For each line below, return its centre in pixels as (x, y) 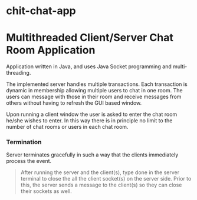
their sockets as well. (46, 191)
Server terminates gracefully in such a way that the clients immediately (92, 155)
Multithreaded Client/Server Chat (90, 38)
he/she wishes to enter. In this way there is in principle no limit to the (89, 121)
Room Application (51, 50)
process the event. (29, 161)
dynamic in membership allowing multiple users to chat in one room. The (94, 91)
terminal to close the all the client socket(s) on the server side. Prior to (106, 179)
